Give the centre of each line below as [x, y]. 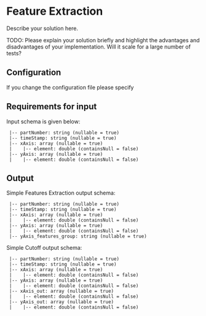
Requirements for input [52, 106]
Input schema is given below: [43, 121]
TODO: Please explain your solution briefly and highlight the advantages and [103, 40]
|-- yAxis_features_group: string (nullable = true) [78, 237]
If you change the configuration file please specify [70, 87]
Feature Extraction [55, 11]
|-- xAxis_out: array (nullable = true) [61, 291]
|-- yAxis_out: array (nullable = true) [61, 302]
